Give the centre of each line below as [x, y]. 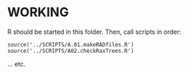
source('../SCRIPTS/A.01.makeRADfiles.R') [71, 44]
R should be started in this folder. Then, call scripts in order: [94, 32]
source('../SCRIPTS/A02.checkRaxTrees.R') [71, 51]
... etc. [17, 63]
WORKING [38, 12]
